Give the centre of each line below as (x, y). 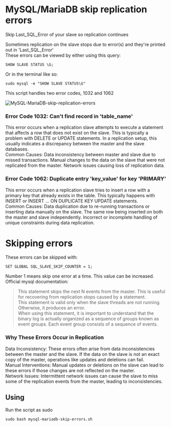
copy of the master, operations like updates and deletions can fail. (75, 359)
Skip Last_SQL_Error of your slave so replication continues (67, 34)
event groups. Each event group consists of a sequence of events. (88, 324)
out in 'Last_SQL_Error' (29, 50)
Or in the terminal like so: (31, 74)
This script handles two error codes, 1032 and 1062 (60, 93)
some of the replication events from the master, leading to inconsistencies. (84, 381)
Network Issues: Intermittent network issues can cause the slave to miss (82, 376)
